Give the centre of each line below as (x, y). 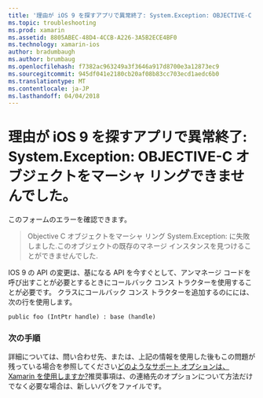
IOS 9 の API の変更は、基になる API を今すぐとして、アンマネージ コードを (130, 273)
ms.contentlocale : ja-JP (49, 88)
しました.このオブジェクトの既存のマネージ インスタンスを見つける (136, 246)
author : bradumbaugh (42, 52)
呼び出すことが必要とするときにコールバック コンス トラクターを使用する (127, 282)
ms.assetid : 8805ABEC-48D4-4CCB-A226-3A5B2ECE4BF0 (93, 37)
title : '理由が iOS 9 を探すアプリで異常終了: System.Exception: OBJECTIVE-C (130, 15)
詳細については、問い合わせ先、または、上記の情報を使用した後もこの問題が (132, 357)
